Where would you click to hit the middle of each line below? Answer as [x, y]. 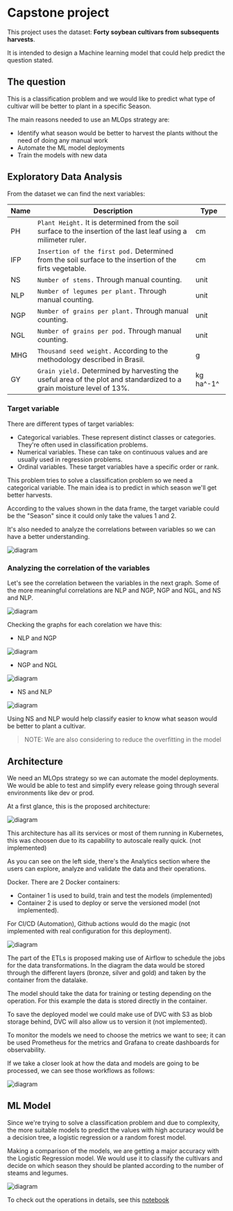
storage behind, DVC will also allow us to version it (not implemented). [107, 1022]
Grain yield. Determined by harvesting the [108, 370]
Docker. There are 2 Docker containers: [63, 882]
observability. [27, 1049]
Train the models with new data [62, 155]
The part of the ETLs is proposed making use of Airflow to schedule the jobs [116, 958]
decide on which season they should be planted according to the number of [115, 1165]
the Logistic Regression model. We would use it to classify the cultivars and [115, 1158]
